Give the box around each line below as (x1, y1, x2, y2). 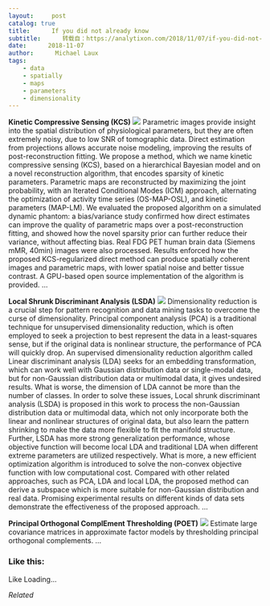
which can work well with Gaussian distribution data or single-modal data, (8, 365, 253, 375)
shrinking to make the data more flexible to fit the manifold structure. (8, 425, 235, 435)
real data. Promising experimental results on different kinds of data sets (8, 493, 245, 504)
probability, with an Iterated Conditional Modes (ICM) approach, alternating (8, 186, 257, 196)
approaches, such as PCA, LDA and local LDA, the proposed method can (8, 476, 249, 486)
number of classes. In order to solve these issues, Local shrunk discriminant (8, 391, 260, 401)
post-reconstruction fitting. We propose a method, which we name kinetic (8, 151, 253, 161)
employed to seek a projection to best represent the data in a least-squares (8, 331, 258, 341)
